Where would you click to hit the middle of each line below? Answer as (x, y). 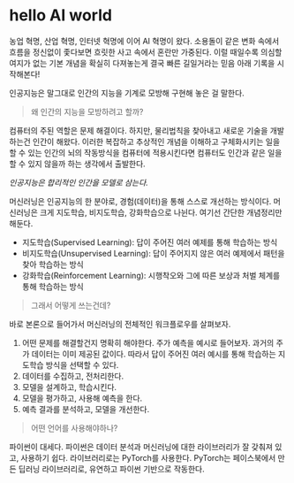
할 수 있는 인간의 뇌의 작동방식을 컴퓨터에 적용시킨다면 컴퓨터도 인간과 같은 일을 (146, 152)
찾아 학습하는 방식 (53, 264)
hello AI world (61, 15)
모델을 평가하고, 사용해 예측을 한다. (82, 398)
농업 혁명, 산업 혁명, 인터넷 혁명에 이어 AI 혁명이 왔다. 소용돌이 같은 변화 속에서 (144, 41)
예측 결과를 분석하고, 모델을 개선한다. (86, 409)
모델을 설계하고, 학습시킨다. (69, 387)
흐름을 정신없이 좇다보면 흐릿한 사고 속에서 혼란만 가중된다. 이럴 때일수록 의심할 (146, 52)
